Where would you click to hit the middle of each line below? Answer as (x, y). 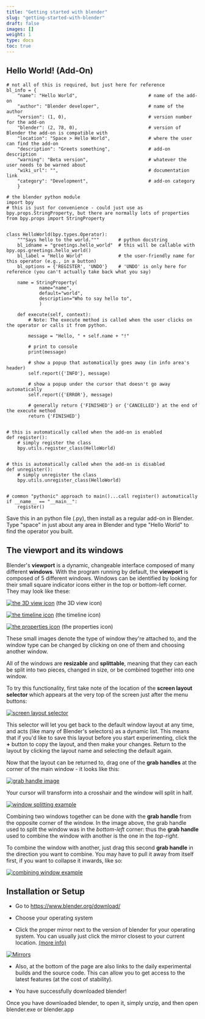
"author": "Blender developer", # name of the (101, 106)
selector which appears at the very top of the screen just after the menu (97, 694)
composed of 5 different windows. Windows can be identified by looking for (102, 578)
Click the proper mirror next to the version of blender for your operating (105, 930)
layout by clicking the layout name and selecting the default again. (89, 750)
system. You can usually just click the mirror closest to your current (100, 936)
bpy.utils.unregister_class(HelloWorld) (69, 480)
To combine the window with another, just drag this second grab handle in (100, 847)
